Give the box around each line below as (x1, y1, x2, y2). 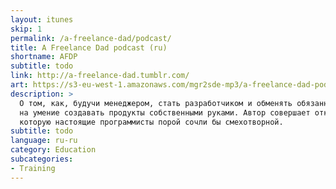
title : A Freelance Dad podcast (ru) (10, 42, 168, 53)
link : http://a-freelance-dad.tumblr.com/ (10, 71, 190, 81)
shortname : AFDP (10, 52, 78, 62)
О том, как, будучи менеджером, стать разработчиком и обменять (19, 98, 293, 108)
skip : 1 (10, 24, 43, 34)
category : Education (10, 145, 97, 155)
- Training (10, 163, 56, 173)
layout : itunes (10, 14, 74, 25)
